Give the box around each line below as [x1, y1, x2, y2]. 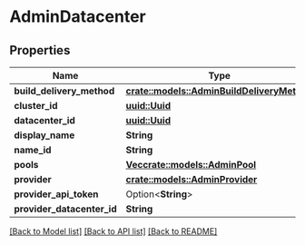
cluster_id [14, 100, 58, 112]
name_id [14, 143, 52, 156]
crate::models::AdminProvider [125, 173, 258, 185]
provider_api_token [14, 188, 99, 201]
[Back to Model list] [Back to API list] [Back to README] [9, 226, 218, 237]
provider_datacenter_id [14, 202, 117, 215]
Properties [9, 43, 71, 58]
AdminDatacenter [9, 6, 147, 27]
